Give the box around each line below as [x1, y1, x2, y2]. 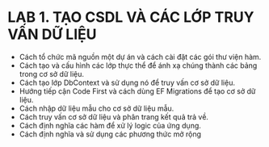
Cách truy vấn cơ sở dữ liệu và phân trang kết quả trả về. [19, 111, 209, 121]
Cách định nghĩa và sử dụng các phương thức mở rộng [19, 129, 202, 139]
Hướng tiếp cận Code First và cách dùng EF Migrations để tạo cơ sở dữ [19, 86, 256, 96]
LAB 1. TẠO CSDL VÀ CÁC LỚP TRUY [7, 8, 254, 27]
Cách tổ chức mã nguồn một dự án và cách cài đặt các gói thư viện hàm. [19, 52, 262, 61]
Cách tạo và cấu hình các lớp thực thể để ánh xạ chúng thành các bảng [19, 61, 258, 70]
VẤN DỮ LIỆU [7, 25, 98, 44]
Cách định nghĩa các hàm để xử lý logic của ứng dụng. [19, 120, 201, 130]
